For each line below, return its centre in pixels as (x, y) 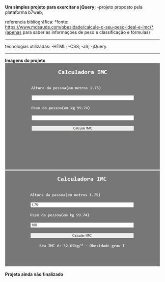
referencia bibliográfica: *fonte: (37, 22)
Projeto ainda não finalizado (34, 274)
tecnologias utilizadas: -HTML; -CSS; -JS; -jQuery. (56, 46)
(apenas (14, 32)
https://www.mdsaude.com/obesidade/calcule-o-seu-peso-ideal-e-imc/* (79, 27)
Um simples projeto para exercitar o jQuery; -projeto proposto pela (74, 7)
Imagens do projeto (25, 60)
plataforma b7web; (24, 12)
